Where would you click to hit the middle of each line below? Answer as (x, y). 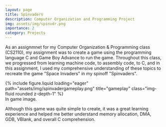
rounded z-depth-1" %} (39, 94)
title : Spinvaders (24, 14)
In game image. (21, 99)
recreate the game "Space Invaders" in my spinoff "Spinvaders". (71, 73)
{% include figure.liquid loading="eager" (47, 83)
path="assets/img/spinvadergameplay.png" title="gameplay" (68, 88)
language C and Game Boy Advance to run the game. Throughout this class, (83, 58)
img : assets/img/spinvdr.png (35, 24)
